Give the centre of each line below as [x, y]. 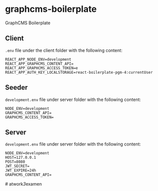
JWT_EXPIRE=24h [21, 171]
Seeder [16, 88]
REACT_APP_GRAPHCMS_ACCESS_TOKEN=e [42, 68]
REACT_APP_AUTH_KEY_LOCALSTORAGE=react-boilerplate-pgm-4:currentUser [79, 72]
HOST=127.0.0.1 [21, 158]
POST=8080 [15, 162]
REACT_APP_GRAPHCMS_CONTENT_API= [39, 64]
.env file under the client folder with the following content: [64, 50]
